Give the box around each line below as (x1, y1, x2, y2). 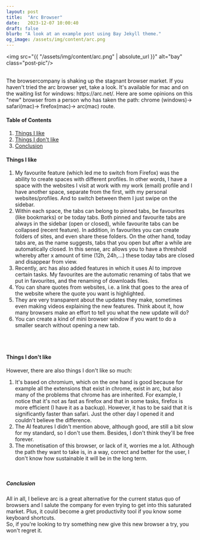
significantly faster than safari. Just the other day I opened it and (14, 410, 174, 417)
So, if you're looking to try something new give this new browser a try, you (6, 520, 189, 527)
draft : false (6, 25, 39, 32)
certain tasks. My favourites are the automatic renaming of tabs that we (14, 271, 191, 278)
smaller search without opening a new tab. (14, 322, 120, 329)
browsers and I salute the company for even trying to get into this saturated (6, 501, 192, 508)
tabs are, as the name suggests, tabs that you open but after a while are (14, 239, 192, 246)
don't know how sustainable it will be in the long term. (14, 454, 147, 462)
